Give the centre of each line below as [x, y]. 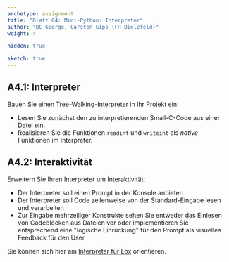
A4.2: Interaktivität [50, 162]
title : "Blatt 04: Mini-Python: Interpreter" [75, 20]
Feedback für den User [51, 237]
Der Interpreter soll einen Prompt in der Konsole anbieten [100, 192]
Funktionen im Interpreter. [55, 140]
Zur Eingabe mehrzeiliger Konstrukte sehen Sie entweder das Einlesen [119, 215]
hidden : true [26, 46]
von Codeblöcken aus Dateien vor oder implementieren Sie [103, 223]
